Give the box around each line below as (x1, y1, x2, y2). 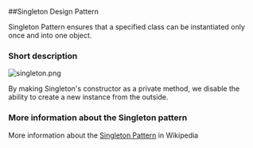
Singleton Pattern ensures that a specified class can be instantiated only (8, 22, 245, 31)
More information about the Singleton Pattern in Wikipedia (8, 130, 199, 140)
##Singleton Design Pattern (8, 7, 99, 16)
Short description (8, 50, 78, 61)
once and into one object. (8, 31, 92, 40)
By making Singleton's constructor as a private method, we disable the (8, 84, 240, 94)
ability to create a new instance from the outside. (8, 92, 169, 102)
